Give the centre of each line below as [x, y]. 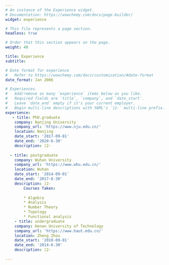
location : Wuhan [32, 169]
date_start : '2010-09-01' [42, 240]
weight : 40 [17, 47]
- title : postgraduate [34, 155]
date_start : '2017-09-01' [42, 136]
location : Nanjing [34, 132]
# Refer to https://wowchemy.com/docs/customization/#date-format [79, 75]
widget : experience [26, 19]
